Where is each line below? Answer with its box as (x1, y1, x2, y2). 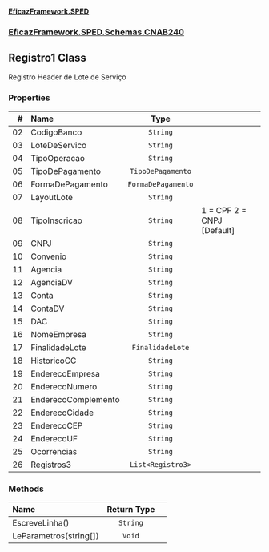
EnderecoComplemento (30, 393, 120, 405)
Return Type (106, 503, 155, 514)
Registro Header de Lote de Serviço (8, 72, 126, 82)
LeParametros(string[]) (12, 530, 99, 541)
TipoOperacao (30, 152, 86, 163)
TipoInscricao (30, 215, 82, 226)
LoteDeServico (30, 139, 87, 151)
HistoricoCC (30, 355, 77, 366)
